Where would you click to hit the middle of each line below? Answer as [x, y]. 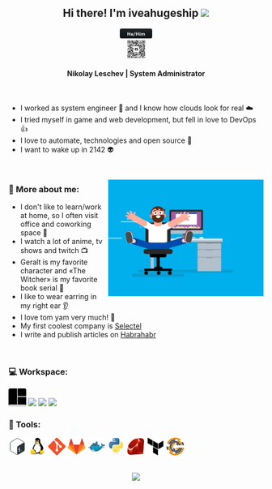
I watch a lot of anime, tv [61, 242]
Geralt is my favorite [54, 262]
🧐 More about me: [44, 189]
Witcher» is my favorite [59, 280]
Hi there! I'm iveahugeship [131, 13]
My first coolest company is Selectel [81, 326]
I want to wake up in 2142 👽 [67, 150]
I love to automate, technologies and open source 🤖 [106, 140]
